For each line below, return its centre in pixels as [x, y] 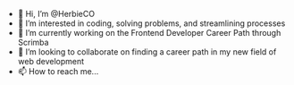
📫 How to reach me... [58, 71]
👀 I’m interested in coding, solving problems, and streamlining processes [151, 23]
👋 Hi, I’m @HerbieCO [56, 14]
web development [51, 61]
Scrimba [33, 42]
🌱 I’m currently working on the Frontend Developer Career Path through [149, 33]
